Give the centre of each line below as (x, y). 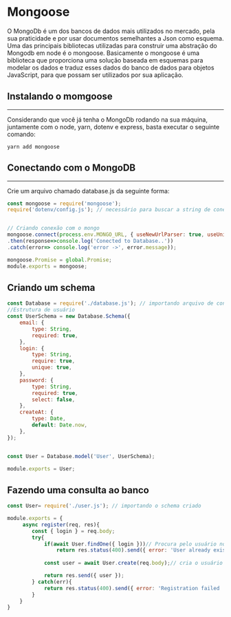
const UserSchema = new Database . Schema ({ (69, 316)
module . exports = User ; (41, 468)
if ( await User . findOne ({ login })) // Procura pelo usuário (130, 544)
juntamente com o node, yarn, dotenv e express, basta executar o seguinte (113, 127)
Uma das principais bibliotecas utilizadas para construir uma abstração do (112, 45)
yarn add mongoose (33, 147)
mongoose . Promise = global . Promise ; (59, 260)
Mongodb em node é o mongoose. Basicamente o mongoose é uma (103, 53)
